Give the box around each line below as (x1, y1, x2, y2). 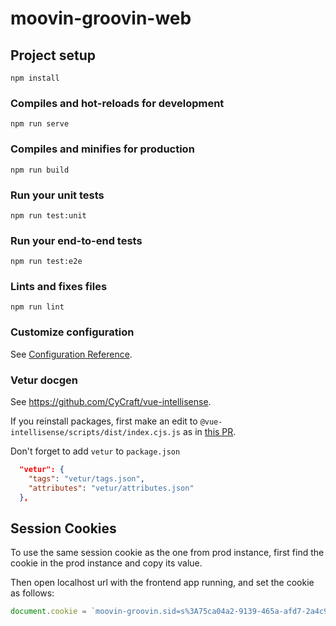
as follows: (10, 587, 55, 599)
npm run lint (10, 302, 65, 312)
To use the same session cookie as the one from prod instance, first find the (10, 547, 325, 559)
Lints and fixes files (10, 280, 108, 294)
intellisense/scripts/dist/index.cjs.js (10, 428, 182, 438)
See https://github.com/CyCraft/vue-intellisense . (10, 396, 212, 408)
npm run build (10, 165, 70, 175)
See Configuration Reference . (10, 348, 133, 360)
